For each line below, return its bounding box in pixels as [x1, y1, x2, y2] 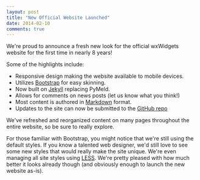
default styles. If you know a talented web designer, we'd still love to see [6, 141, 188, 149]
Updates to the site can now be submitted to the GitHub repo [15, 105, 168, 112]
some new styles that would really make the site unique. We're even [6, 148, 176, 155]
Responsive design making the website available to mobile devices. [15, 72, 184, 80]
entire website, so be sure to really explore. [6, 123, 114, 131]
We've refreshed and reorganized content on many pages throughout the [6, 117, 190, 124]
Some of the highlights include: [6, 61, 84, 68]
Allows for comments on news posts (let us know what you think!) [15, 92, 181, 99]
